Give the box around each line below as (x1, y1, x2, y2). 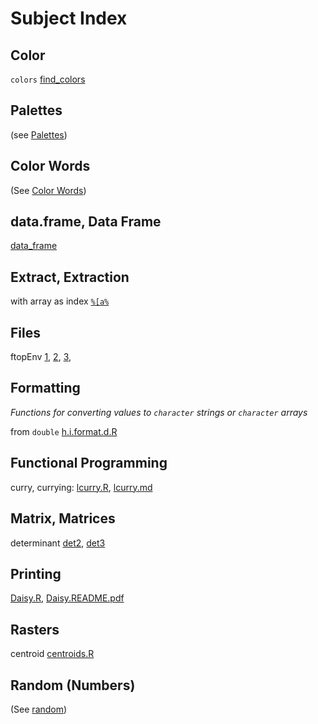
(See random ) (10, 703, 68, 715)
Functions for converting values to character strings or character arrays (10, 406, 308, 418)
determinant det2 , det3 (10, 537, 106, 549)
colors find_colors (10, 73, 86, 85)
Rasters (10, 621, 60, 638)
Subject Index (10, 7, 128, 30)
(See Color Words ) (10, 184, 87, 196)
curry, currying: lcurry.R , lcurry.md (10, 481, 153, 493)
